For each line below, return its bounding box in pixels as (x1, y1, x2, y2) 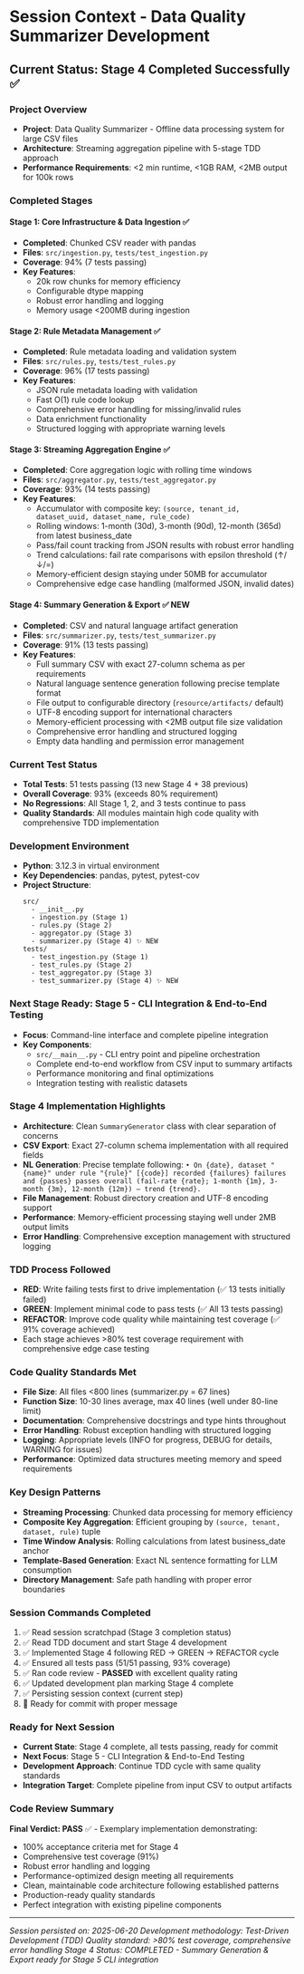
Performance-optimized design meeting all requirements (22, 1870, 234, 1881)
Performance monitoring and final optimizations (35, 1067, 214, 1079)
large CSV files (22, 133, 79, 144)
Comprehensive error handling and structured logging (35, 726, 238, 737)
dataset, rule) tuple (22, 1526, 101, 1536)
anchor (22, 1545, 50, 1555)
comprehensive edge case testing (22, 1343, 150, 1354)
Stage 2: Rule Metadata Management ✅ (9, 325, 161, 336)
